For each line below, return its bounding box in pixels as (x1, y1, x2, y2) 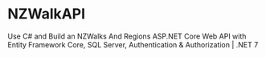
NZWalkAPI (7, 5, 86, 23)
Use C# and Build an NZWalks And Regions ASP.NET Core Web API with (7, 31, 247, 41)
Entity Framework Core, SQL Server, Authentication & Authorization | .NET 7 (7, 39, 259, 49)
